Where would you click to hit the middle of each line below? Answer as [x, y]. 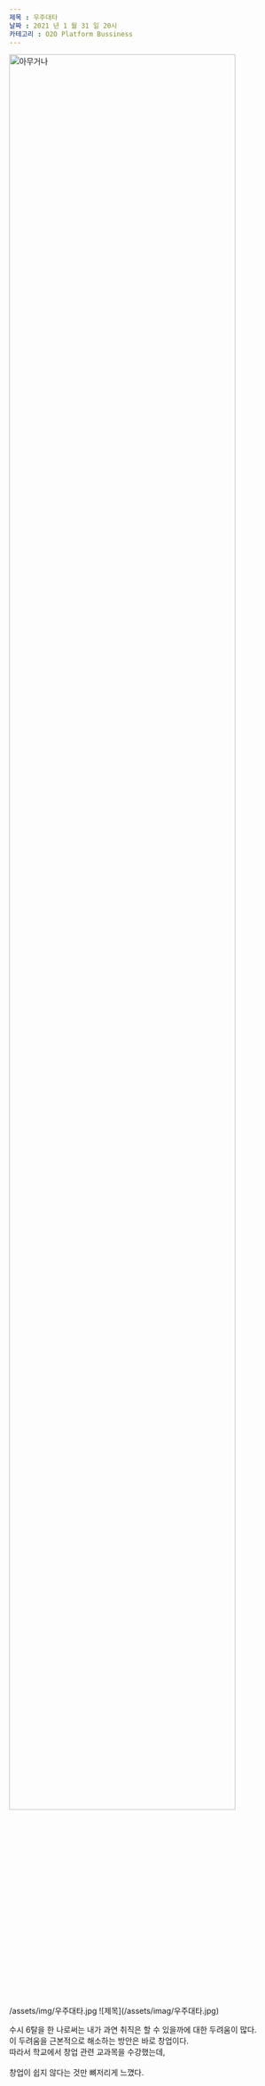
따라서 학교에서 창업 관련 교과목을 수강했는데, [87, 2052]
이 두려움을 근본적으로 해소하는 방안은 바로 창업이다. [99, 2041]
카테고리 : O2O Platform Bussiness [71, 34]
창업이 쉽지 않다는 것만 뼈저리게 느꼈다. [77, 2073]
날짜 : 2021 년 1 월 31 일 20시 [63, 26]
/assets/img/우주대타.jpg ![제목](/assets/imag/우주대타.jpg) [114, 2011]
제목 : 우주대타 [34, 17]
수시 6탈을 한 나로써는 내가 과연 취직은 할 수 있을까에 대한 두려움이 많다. [133, 2030]
